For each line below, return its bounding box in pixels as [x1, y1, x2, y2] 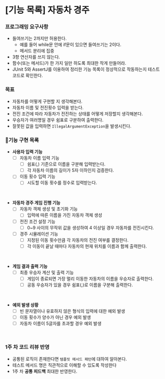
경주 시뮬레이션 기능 [19, 231, 58, 237]
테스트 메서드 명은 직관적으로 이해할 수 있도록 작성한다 [12, 362, 117, 368]
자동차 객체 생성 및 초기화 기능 [19, 206, 78, 212]
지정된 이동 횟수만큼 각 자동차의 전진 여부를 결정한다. [27, 237, 129, 243]
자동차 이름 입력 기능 [19, 155, 60, 161]
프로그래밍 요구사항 [5, 23, 48, 30]
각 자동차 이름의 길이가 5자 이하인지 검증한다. [27, 168, 115, 173]
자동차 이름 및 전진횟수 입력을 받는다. [12, 104, 84, 110]
